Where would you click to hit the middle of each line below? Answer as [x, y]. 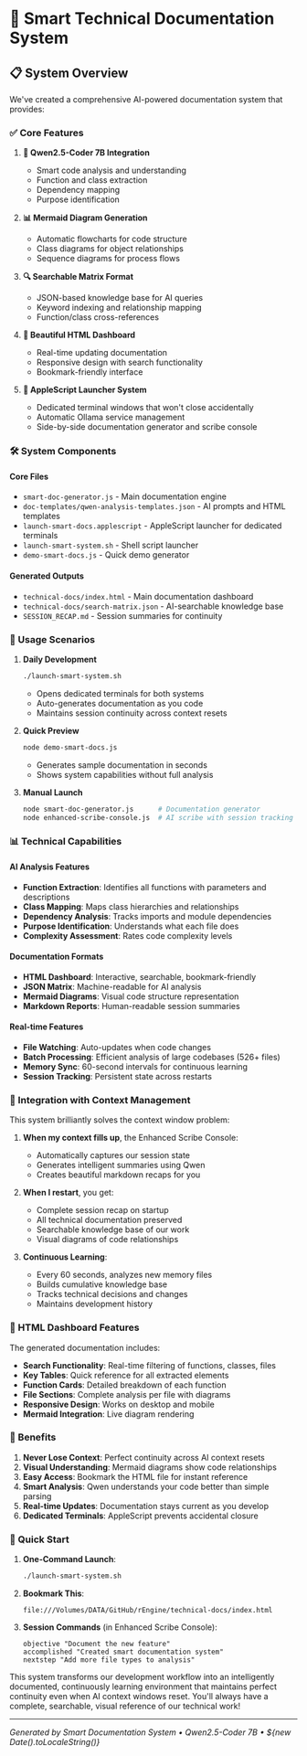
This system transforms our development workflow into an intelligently [142, 1677]
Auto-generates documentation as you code [120, 703]
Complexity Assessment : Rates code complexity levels [127, 935]
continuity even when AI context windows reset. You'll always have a [139, 1697]
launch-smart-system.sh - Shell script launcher [111, 545]
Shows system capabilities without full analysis [125, 774]
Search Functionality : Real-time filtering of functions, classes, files [149, 1365]
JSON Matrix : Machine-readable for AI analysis [112, 986]
